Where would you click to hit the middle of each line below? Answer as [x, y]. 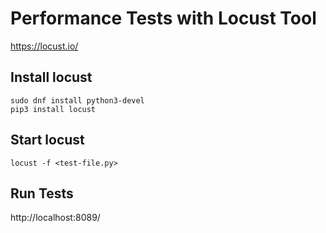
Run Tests [42, 193]
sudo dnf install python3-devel [77, 100]
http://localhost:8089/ [55, 218]
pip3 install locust [53, 109]
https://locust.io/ [44, 46]
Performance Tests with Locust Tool [163, 18]
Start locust [47, 140]
